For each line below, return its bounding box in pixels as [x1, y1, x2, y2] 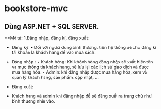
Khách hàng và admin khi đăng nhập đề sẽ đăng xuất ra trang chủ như [11, 93, 152, 99]
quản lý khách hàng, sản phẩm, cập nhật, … [11, 75, 99, 80]
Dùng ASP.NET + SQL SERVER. [4, 22, 99, 31]
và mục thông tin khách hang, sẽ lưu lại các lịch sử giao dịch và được [11, 64, 149, 70]
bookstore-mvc [4, 3, 68, 14]
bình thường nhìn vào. [11, 98, 55, 104]
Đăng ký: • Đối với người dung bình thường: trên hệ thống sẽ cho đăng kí [11, 45, 157, 50]
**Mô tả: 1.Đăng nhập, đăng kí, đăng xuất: [4, 35, 89, 41]
